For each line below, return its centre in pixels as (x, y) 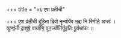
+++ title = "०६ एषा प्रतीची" (36, 9)
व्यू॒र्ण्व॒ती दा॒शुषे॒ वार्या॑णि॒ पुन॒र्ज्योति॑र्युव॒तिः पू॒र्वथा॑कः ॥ (50, 28)
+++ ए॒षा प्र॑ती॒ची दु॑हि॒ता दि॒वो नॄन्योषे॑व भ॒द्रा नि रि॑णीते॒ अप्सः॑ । (61, 21)
